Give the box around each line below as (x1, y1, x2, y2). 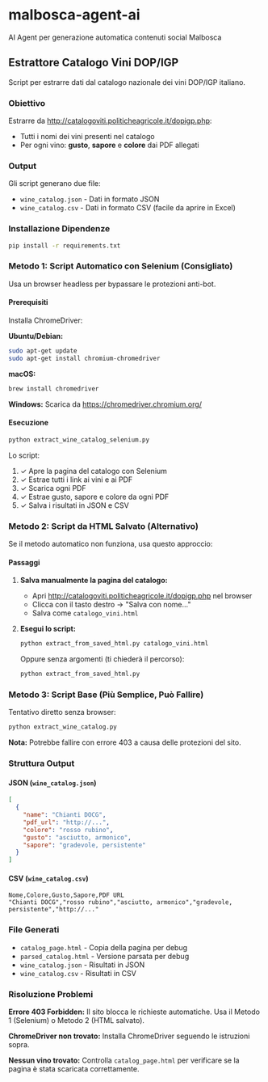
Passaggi (8, 557, 40, 567)
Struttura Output (8, 758, 75, 769)
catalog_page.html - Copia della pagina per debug (19, 942, 188, 952)
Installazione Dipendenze (8, 223, 111, 235)
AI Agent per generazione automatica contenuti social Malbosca (8, 32, 222, 42)
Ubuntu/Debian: (8, 332, 63, 341)
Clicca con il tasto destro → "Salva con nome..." (31, 600, 191, 610)
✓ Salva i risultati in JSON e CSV (19, 500, 129, 510)
